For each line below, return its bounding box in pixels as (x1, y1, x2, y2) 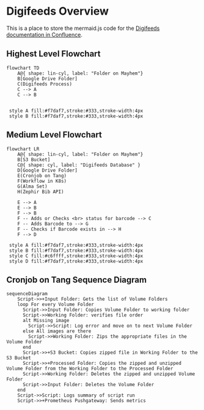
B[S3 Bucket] (17, 156, 51, 163)
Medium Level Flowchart (6, 130, 103, 140)
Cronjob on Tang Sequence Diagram (6, 274, 147, 285)
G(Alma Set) (17, 183, 48, 189)
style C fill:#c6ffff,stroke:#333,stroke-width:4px (9, 252, 144, 259)
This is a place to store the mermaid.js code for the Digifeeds (6, 24, 160, 32)
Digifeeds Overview (6, 4, 109, 18)
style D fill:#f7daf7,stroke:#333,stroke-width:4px (9, 258, 144, 264)
